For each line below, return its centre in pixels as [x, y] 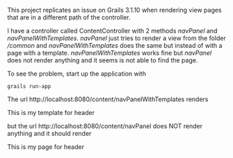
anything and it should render [49, 133]
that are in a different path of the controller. [69, 17]
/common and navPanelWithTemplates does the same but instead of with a [115, 45]
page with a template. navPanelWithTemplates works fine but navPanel [110, 53]
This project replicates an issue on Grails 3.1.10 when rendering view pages [114, 10]
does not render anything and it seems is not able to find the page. [103, 60]
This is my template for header [51, 113]
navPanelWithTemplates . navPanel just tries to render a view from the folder [116, 38]
